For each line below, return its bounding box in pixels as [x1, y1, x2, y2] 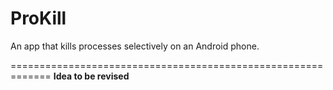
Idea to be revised [53, 70, 130, 82]
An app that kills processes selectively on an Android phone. [10, 40, 260, 52]
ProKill [10, 7, 67, 30]
